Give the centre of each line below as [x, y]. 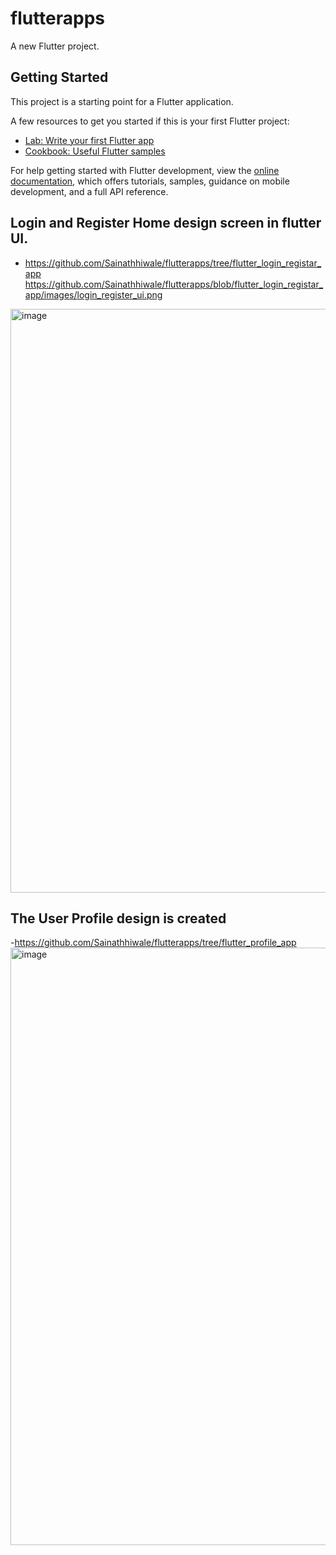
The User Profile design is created [118, 918]
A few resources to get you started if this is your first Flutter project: [150, 121]
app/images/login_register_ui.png [93, 294]
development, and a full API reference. [89, 191]
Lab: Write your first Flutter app [89, 140]
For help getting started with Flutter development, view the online [145, 170]
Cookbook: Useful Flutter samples [95, 151]
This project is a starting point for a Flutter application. [122, 101]
